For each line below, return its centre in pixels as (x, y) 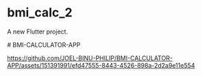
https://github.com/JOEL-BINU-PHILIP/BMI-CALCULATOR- (90, 58)
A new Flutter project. (38, 31)
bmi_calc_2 (40, 13)
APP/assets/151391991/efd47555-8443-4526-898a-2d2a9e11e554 (101, 65)
